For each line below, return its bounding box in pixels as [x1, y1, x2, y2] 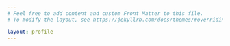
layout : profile [7, 28, 53, 35]
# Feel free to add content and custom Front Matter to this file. [7, 9, 204, 17]
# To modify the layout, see [7, 16, 90, 23]
